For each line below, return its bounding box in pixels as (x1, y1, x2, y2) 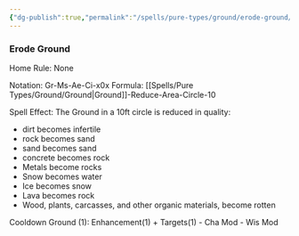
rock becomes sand (21, 133, 95, 143)
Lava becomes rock (21, 190, 95, 200)
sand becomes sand (21, 142, 97, 153)
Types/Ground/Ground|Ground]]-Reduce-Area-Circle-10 (9, 89, 216, 100)
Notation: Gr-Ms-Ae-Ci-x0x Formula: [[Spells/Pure (9, 79, 194, 90)
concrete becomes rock (21, 152, 110, 163)
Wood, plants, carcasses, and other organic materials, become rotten (21, 199, 276, 210)
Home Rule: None (9, 62, 74, 73)
